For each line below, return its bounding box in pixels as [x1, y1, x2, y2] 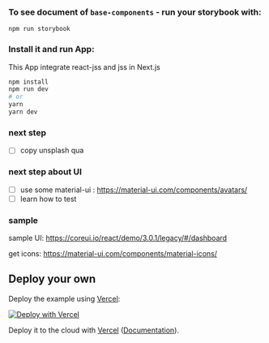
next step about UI [8, 166, 83, 178]
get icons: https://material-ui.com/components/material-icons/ [8, 249, 217, 259]
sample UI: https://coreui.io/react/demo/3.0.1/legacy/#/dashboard [8, 234, 228, 243]
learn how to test [19, 194, 77, 204]
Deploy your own [8, 272, 96, 286]
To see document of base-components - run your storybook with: [8, 6, 262, 18]
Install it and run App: [8, 44, 95, 55]
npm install [8, 78, 49, 86]
